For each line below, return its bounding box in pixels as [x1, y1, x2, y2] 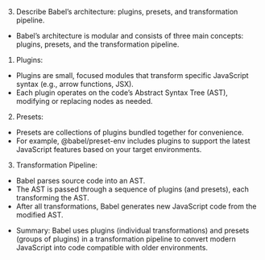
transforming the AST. [15, 193, 90, 202]
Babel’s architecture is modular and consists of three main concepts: [15, 31, 244, 40]
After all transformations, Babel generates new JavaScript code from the [15, 201, 257, 211]
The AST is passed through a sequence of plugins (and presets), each [15, 184, 250, 194]
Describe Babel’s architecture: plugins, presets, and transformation [15, 7, 238, 16]
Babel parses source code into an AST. [15, 176, 146, 185]
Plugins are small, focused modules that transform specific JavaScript [15, 71, 249, 80]
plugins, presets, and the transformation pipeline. [15, 39, 180, 49]
